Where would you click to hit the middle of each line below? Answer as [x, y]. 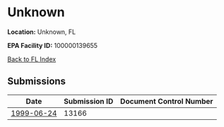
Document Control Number [166, 101]
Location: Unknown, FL [42, 32]
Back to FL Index [32, 59]
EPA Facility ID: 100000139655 [52, 45]
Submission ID [88, 101]
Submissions [36, 81]
